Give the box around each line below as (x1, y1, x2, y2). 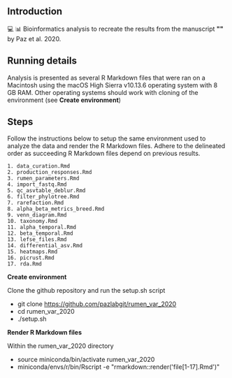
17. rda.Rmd (7, 261, 42, 268)
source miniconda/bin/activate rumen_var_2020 (17, 356, 155, 364)
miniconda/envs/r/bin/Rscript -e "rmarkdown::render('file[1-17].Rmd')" (17, 363, 220, 371)
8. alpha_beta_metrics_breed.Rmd (7, 205, 105, 212)
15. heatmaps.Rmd (7, 248, 58, 256)
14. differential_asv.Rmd (7, 242, 82, 249)
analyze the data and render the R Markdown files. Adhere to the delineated (7, 142, 226, 150)
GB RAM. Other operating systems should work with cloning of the (7, 88, 199, 96)
